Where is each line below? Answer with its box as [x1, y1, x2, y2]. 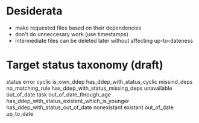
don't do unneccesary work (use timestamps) [14, 30, 128, 37]
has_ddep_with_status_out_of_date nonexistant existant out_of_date [6, 104, 174, 111]
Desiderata [6, 4, 63, 18]
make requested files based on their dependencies [14, 24, 142, 31]
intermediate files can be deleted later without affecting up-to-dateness [14, 37, 194, 44]
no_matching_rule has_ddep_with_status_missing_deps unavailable [6, 84, 173, 92]
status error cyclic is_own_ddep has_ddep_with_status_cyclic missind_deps [6, 78, 193, 85]
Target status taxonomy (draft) [6, 58, 164, 72]
